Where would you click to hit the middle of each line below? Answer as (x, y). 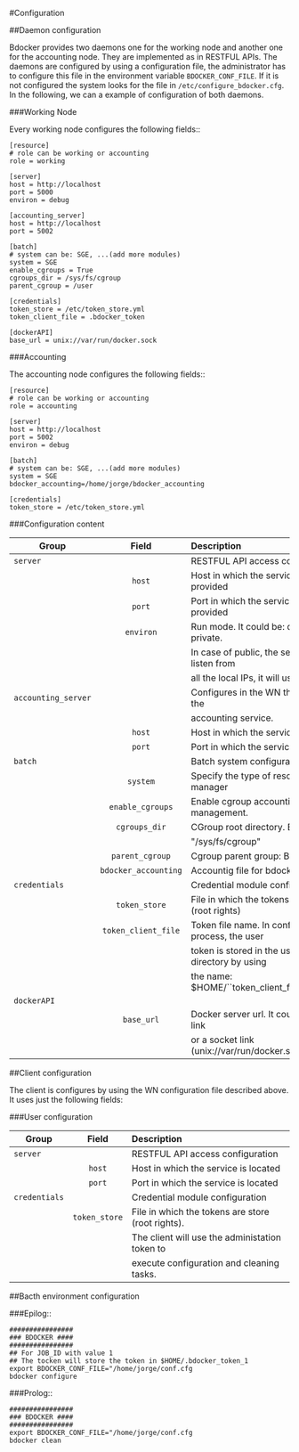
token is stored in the (234, 950)
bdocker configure (43, 1376)
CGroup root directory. (238, 827)
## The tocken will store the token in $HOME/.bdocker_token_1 (129, 1361)
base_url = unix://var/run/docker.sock (83, 340)
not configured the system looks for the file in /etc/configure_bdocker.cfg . (147, 85)
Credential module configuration (199, 1197)
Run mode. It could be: (238, 627)
